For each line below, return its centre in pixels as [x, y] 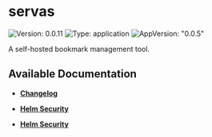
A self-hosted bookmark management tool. [79, 49]
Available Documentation [73, 74]
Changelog [39, 93]
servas [32, 12]
